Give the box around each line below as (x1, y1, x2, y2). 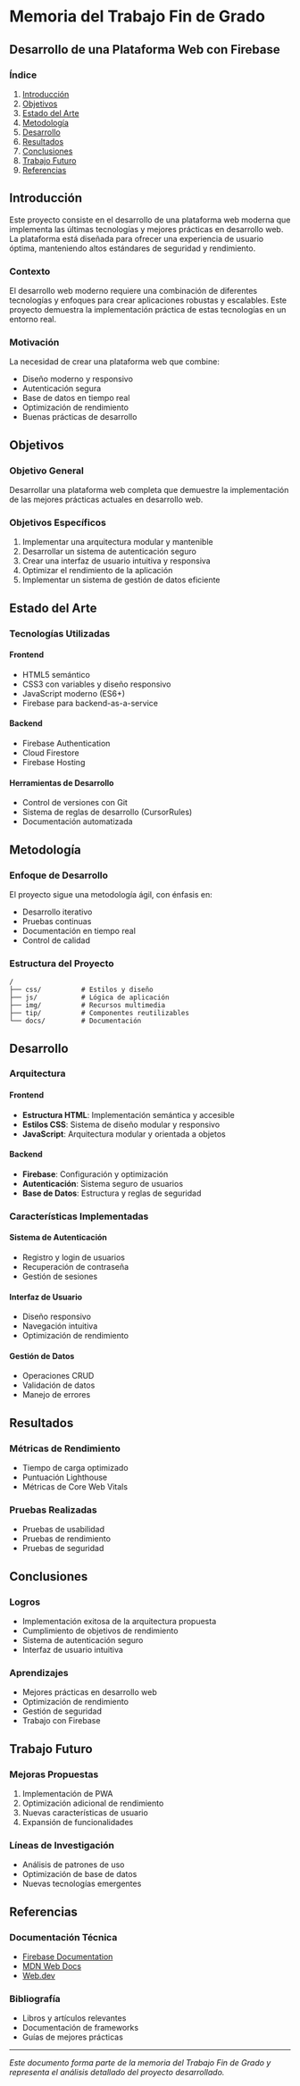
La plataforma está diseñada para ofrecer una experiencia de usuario (9, 233, 264, 244)
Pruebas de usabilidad (21, 1524, 105, 1535)
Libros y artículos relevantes (21, 2013, 127, 2023)
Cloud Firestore (21, 747, 79, 758)
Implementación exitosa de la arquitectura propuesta (21, 1616, 217, 1627)
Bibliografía (9, 1992, 61, 2005)
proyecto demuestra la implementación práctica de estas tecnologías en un (9, 304, 287, 314)
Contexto (9, 265, 51, 278)
